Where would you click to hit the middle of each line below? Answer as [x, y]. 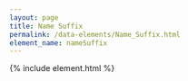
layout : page [34, 18]
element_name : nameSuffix [58, 43]
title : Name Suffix [46, 26]
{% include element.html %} [62, 68]
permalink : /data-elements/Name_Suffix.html [95, 34]
